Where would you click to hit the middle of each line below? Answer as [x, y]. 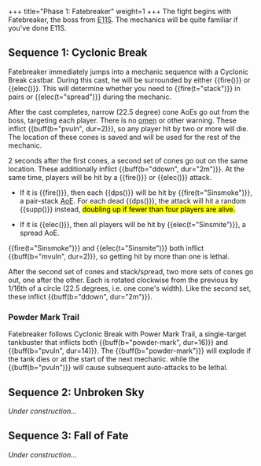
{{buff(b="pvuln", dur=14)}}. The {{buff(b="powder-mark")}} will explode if [130, 351]
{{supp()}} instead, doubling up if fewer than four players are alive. [127, 209]
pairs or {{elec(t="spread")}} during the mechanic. [90, 97]
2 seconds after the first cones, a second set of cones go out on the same [128, 160]
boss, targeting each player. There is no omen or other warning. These [123, 120]
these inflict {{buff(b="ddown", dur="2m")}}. [81, 296]
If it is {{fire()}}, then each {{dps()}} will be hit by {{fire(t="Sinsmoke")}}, [136, 193]
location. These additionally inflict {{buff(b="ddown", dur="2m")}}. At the [127, 169]
